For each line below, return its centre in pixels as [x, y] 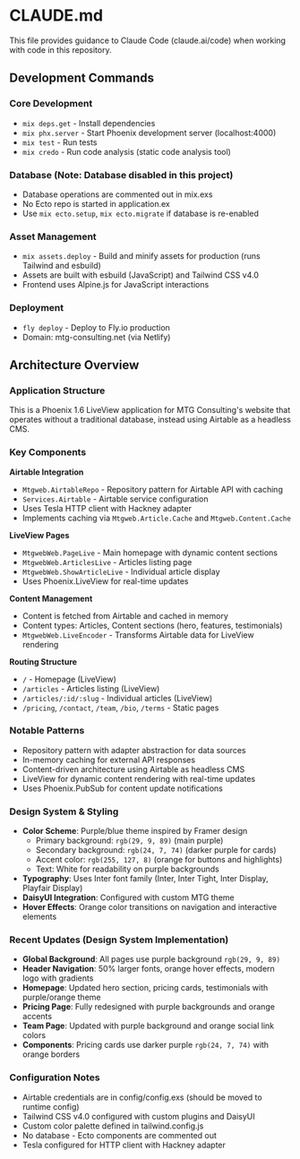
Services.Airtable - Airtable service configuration [115, 499]
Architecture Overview [74, 365]
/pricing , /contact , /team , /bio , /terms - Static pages [120, 708]
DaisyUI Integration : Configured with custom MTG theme [128, 897]
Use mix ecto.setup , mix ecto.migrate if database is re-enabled [141, 213]
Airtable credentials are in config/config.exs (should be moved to [142, 1097]
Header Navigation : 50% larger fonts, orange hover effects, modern [148, 969]
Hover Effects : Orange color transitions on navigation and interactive [150, 907]
